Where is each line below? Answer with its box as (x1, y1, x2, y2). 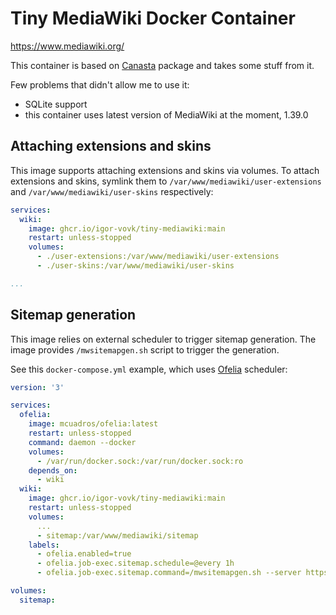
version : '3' (10, 382, 65, 392)
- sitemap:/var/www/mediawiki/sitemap (36, 530, 199, 541)
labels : (28, 540, 60, 550)
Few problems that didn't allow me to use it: (10, 78, 190, 91)
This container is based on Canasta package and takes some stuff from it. (10, 59, 315, 71)
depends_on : (28, 465, 78, 476)
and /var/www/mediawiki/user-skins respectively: (10, 185, 214, 197)
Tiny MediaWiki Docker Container (10, 7, 296, 30)
